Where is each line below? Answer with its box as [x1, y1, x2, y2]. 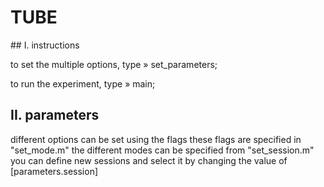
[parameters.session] [10, 165, 99, 177]
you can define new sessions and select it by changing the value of [10, 154, 288, 166]
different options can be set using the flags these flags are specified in [10, 133, 302, 145]
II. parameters [10, 107, 100, 124]
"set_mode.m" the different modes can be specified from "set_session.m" [10, 144, 315, 156]
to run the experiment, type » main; [10, 77, 156, 90]
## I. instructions [10, 39, 80, 51]
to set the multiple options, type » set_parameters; [10, 58, 218, 70]
